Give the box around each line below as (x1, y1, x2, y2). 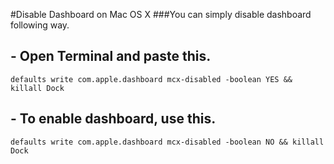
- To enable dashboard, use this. (10, 110, 217, 128)
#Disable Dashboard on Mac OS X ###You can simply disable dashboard (10, 9, 312, 20)
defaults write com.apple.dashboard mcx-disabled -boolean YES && (10, 74, 293, 84)
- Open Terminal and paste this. (10, 48, 212, 65)
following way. (10, 19, 70, 31)
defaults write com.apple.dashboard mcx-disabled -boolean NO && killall (10, 137, 325, 147)
